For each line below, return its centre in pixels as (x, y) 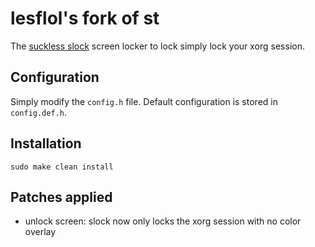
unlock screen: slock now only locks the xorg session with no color (163, 221)
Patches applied (61, 197)
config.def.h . (38, 112)
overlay (40, 232)
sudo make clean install (62, 167)
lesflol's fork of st (85, 18)
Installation (46, 143)
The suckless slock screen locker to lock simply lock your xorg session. (157, 46)
